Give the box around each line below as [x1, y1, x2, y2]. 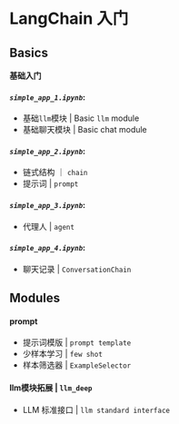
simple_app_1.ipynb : [9, 92, 86, 103]
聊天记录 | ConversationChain [22, 263, 132, 274]
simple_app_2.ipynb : [9, 145, 86, 156]
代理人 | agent [22, 221, 75, 232]
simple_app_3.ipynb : [9, 200, 86, 210]
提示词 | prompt [22, 178, 79, 189]
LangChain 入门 [9, 8, 129, 29]
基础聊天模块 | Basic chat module [22, 124, 147, 135]
